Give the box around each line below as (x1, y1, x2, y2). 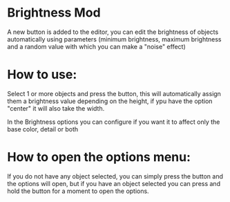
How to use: (7, 67, 77, 82)
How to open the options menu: (7, 149, 191, 165)
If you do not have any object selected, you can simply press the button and (7, 172, 223, 181)
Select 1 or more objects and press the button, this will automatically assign (7, 89, 221, 98)
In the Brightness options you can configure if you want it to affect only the (7, 118, 220, 126)
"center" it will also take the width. (7, 104, 105, 112)
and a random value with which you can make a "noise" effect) (7, 42, 186, 50)
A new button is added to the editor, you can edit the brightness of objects (7, 28, 219, 36)
